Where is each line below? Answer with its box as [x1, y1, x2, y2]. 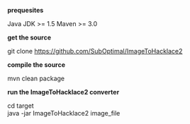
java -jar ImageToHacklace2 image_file [7, 109, 121, 117]
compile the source [7, 61, 66, 69]
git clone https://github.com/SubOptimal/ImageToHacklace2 [7, 47, 183, 55]
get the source [7, 33, 52, 42]
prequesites [7, 6, 44, 14]
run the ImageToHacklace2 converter [7, 88, 120, 96]
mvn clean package [7, 74, 65, 82]
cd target [7, 101, 34, 110]
